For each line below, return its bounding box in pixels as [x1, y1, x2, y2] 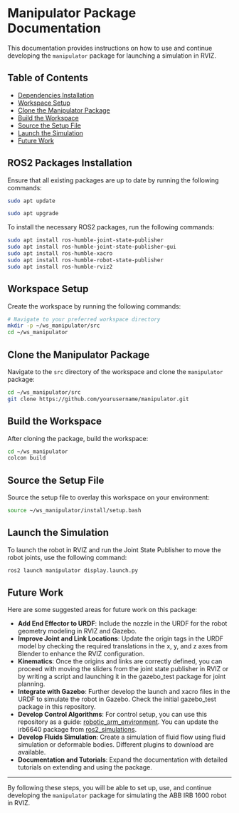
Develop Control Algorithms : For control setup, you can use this [17, 710, 208, 719]
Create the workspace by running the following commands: [7, 301, 181, 311]
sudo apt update [7, 197, 55, 204]
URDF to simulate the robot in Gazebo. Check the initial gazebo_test [17, 695, 217, 703]
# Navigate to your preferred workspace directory [7, 316, 161, 323]
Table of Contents [7, 72, 89, 84]
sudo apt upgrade [7, 210, 59, 217]
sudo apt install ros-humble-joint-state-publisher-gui [7, 244, 176, 251]
